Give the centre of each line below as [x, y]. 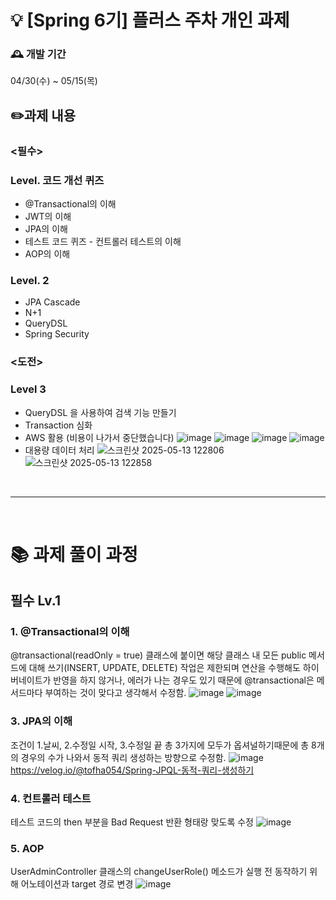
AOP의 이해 [47, 254]
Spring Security [57, 334]
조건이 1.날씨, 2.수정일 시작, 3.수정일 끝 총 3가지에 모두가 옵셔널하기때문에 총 [160, 745]
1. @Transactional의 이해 [70, 632]
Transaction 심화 [58, 425]
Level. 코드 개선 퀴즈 [57, 180]
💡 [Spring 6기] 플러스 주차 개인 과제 [150, 20]
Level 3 [28, 389]
